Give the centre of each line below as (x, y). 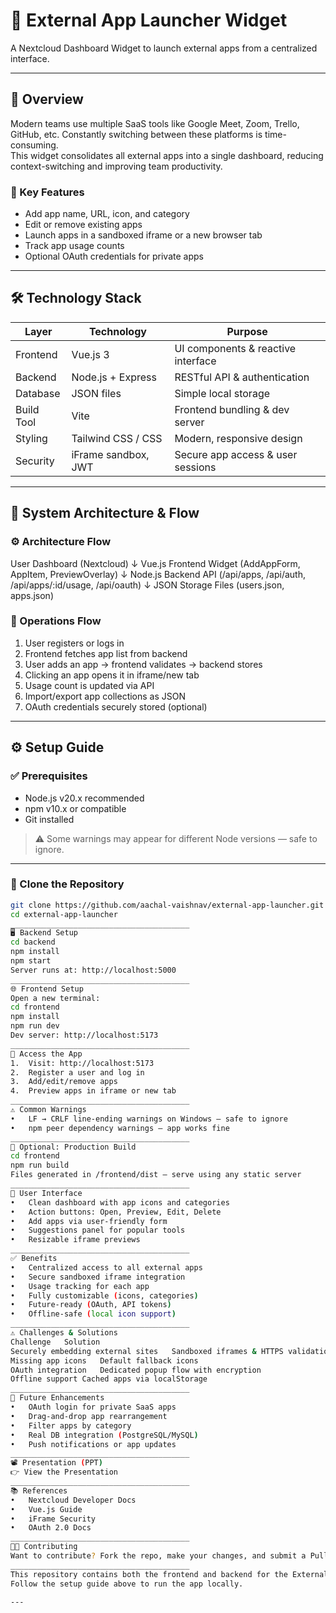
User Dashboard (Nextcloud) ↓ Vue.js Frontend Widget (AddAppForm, (155, 563)
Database (38, 393)
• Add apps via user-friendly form (89, 1221)
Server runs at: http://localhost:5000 (93, 970)
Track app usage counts (74, 246)
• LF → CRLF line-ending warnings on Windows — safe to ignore (149, 1119)
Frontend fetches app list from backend (106, 653)
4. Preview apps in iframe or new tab (93, 1091)
